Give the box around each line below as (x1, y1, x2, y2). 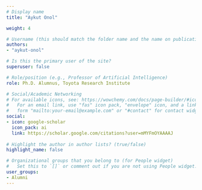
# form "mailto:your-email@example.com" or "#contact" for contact (6, 108, 185, 114)
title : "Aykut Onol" (6, 14, 58, 20)
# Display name (6, 8, 44, 15)
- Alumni (6, 174, 28, 180)
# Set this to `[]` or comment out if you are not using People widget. (6, 164, 198, 170)
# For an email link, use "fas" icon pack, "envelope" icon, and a (6, 102, 185, 108)
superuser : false (6, 64, 50, 70)
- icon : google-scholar (6, 119, 66, 125)
